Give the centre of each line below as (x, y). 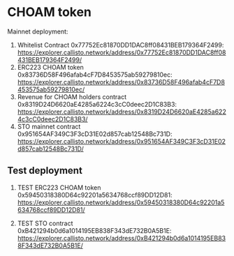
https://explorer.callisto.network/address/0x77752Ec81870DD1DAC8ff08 (122, 52)
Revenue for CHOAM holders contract (72, 97)
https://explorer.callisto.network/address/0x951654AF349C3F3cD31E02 (121, 141)
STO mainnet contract (49, 126)
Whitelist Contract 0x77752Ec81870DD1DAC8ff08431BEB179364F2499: (120, 45)
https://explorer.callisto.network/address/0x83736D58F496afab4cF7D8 (121, 82)
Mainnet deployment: (38, 31)
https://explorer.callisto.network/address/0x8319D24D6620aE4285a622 (122, 112)
